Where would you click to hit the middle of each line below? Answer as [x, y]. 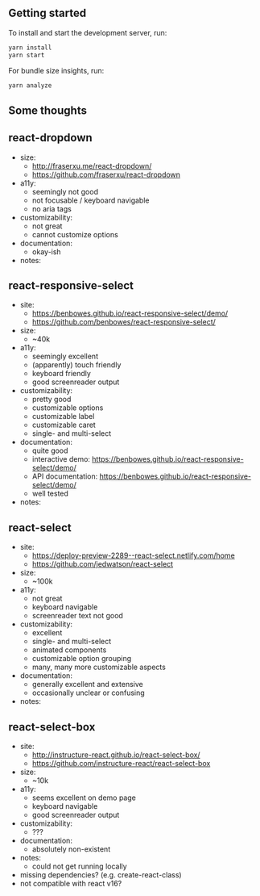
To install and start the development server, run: [88, 32]
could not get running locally [79, 866]
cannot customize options [75, 234]
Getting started [47, 13]
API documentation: [65, 476]
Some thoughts [47, 110]
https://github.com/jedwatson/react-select [103, 564]
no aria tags [52, 208]
